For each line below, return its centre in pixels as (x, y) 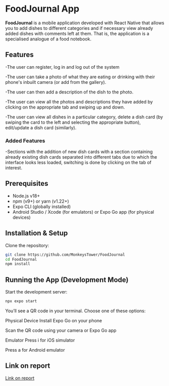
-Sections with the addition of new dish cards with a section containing (79, 152)
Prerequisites (27, 184)
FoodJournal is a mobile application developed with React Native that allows (85, 23)
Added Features (25, 140)
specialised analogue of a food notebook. (48, 39)
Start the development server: (36, 292)
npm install (18, 264)
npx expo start (21, 301)
